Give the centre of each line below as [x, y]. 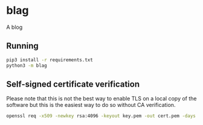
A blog [14, 27]
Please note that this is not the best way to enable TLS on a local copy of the [101, 99]
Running [23, 46]
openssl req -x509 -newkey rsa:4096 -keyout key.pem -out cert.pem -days [101, 116]
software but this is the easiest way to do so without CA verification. [91, 105]
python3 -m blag [27, 66]
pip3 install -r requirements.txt [50, 60]
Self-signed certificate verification [73, 84]
